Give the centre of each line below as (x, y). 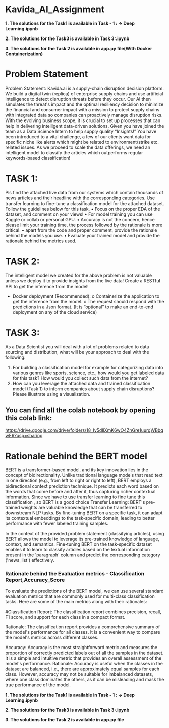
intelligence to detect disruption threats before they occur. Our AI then (78, 99)
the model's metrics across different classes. (52, 637)
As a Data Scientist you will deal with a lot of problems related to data (77, 347)
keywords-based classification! (38, 158)
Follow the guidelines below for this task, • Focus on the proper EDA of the (83, 209)
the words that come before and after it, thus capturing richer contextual (80, 492)
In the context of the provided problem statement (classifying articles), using (85, 534)
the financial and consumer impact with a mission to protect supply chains (82, 109)
